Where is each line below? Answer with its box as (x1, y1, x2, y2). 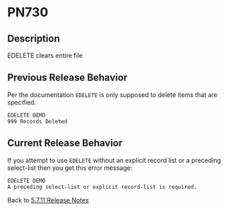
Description (7, 33, 60, 45)
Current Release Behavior (7, 137, 123, 149)
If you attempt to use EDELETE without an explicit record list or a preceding (7, 156, 221, 164)
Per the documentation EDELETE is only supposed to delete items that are (7, 90, 217, 99)
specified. (7, 98, 37, 106)
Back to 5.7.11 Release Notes (7, 195, 90, 204)
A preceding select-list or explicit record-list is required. (7, 183, 198, 190)
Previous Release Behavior (7, 72, 128, 84)
